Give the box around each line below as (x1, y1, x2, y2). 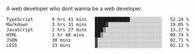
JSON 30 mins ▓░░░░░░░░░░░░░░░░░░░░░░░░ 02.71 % (6, 37, 189, 43)
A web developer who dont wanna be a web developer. (6, 5, 143, 12)
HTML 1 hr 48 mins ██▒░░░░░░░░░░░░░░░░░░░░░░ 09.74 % (6, 32, 189, 38)
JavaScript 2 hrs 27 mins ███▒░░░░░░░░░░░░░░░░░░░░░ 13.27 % (6, 27, 189, 33)
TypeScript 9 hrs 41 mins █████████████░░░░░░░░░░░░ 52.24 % (6, 17, 189, 23)
